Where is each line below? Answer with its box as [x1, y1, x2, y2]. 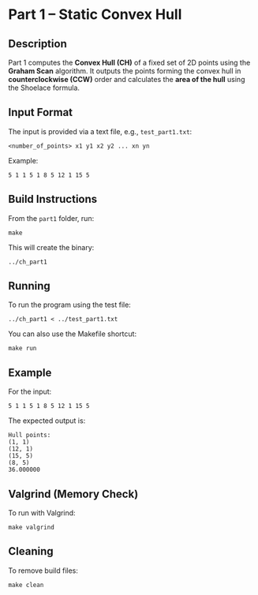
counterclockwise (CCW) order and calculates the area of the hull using [8, 75, 245, 84]
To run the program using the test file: [8, 300, 132, 309]
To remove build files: [8, 566, 79, 575]
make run [8, 345, 37, 353]
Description [8, 37, 67, 51]
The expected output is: [8, 416, 86, 425]
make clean [8, 581, 44, 589]
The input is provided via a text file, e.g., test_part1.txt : [8, 126, 193, 136]
